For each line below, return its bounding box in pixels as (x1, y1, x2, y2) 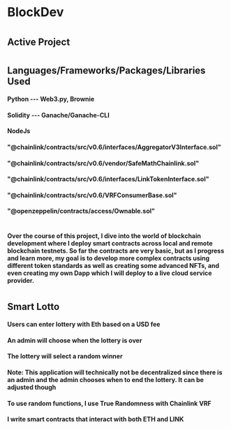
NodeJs (7, 127, 31, 135)
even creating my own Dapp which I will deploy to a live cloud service (7, 269, 212, 277)
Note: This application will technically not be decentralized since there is (7, 368, 223, 377)
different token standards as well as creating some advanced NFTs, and (7, 261, 220, 269)
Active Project (7, 36, 70, 48)
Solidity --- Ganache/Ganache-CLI (7, 111, 110, 119)
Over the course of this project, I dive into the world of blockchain (7, 232, 201, 240)
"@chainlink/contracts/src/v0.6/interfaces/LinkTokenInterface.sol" (7, 175, 209, 183)
